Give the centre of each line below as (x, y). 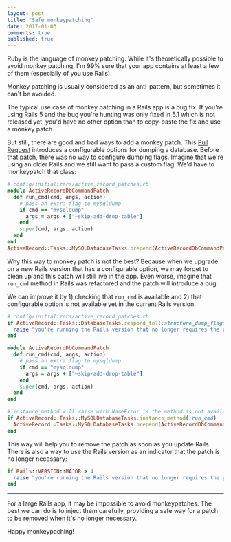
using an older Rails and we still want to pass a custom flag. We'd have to (111, 164)
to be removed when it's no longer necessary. (72, 518)
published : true (30, 39)
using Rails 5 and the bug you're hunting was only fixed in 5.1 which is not (111, 115)
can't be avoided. (32, 94)
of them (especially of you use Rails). (59, 74)
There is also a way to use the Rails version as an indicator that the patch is (113, 451)
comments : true (29, 33)
